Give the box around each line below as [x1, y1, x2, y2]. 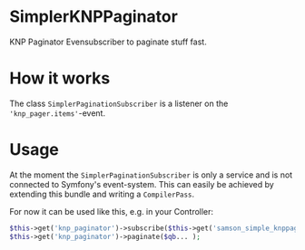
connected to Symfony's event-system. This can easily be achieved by [9, 178, 274, 189]
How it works [9, 68, 111, 89]
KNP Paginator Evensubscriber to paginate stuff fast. [9, 36, 207, 47]
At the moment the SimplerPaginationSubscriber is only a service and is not [9, 169, 293, 180]
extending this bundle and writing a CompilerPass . [9, 188, 195, 199]
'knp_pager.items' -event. [9, 107, 106, 119]
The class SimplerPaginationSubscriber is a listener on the [9, 98, 229, 109]
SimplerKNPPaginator [9, 6, 179, 27]
